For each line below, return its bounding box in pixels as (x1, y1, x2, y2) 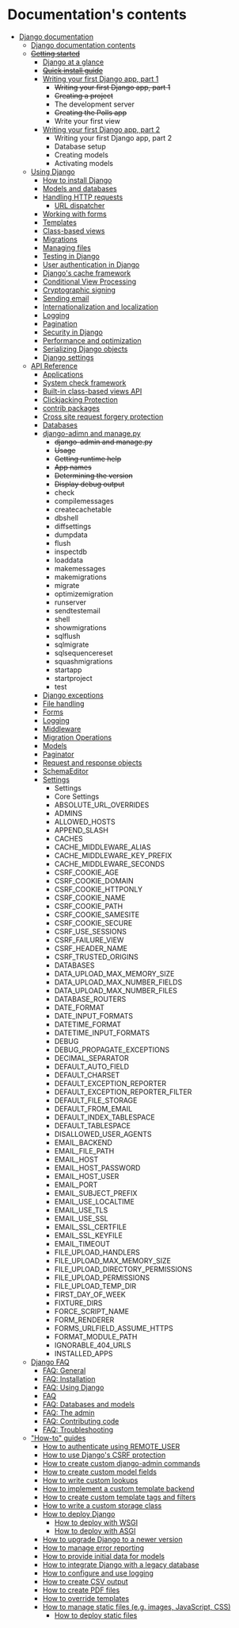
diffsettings (54, 521, 92, 531)
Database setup (54, 141, 106, 151)
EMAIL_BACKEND (54, 1138, 112, 1147)
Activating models (54, 158, 114, 168)
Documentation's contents (7, 6, 187, 24)
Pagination (42, 319, 78, 328)
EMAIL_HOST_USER (54, 1171, 119, 1181)
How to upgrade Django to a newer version (42, 1534, 183, 1544)
